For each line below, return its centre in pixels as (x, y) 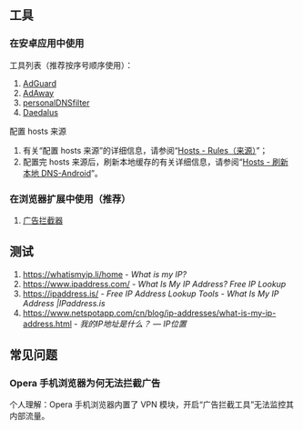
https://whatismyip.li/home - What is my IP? (105, 274)
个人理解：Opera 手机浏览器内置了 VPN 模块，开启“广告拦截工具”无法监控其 (151, 405)
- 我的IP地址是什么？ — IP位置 (130, 324)
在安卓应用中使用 (47, 44)
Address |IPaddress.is (64, 303)
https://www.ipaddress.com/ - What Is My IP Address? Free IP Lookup (154, 284)
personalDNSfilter (56, 103)
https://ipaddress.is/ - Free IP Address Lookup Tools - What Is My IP (151, 294)
